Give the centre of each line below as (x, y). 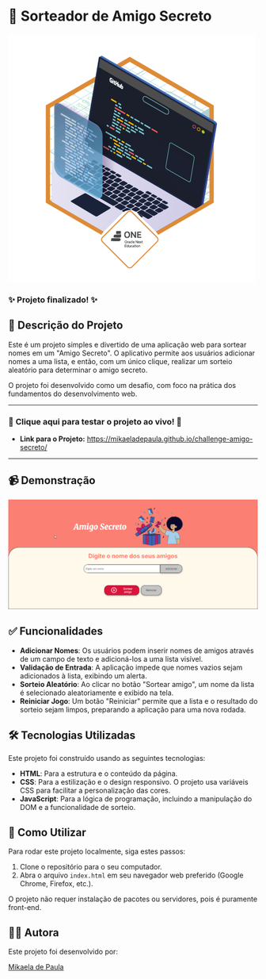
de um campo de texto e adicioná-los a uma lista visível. (111, 658)
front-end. (25, 908)
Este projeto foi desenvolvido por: (63, 952)
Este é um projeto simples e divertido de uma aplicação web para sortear (127, 344)
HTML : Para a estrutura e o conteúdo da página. (99, 774)
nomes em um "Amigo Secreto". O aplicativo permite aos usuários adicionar (132, 353)
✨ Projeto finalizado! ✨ (53, 299)
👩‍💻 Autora (34, 933)
